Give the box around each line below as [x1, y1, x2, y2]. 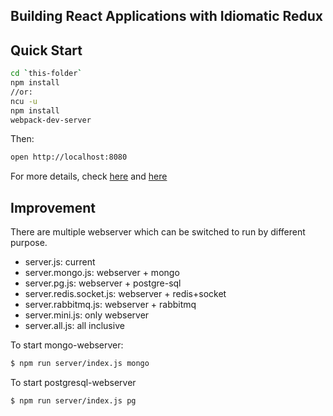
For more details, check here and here [10, 170, 168, 183]
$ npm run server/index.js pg [10, 396, 137, 406]
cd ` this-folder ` [10, 69, 83, 79]
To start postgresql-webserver [10, 377, 137, 389]
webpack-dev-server [10, 115, 92, 125]
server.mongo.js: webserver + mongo [24, 267, 180, 279]
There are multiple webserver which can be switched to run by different [10, 226, 306, 238]
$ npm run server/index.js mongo [10, 359, 150, 369]
